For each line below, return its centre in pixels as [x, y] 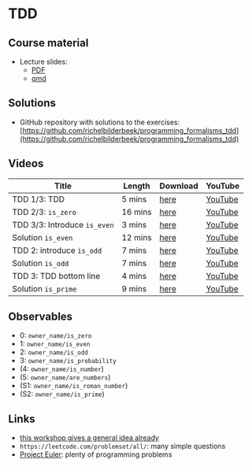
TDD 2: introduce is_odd [57, 250]
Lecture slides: [44, 61]
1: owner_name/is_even [55, 344]
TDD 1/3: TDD [39, 199]
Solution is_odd [41, 263]
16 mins [137, 212]
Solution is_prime [44, 288]
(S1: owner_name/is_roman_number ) [74, 386]
